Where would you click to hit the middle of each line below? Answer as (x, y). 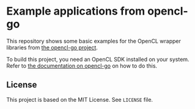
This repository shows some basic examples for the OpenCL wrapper (94, 41)
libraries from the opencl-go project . (52, 47)
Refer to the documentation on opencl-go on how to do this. (82, 66)
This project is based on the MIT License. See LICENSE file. (80, 99)
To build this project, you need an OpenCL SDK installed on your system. (98, 59)
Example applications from (76, 11)
